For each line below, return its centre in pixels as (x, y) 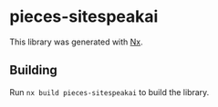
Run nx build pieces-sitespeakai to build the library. (109, 92)
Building (33, 70)
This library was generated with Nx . (76, 42)
